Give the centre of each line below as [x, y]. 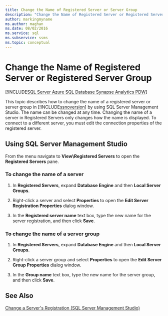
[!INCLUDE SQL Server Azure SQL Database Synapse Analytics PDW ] [76, 92]
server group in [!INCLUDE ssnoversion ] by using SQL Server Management [82, 107]
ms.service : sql [22, 33]
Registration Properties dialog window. [53, 206]
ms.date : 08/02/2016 [27, 29]
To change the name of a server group [52, 234]
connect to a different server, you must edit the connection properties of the [84, 123]
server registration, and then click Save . [53, 221]
